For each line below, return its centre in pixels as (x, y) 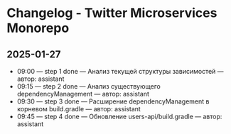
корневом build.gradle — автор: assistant (79, 109)
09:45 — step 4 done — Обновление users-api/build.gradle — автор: (119, 116)
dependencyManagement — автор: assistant (83, 94)
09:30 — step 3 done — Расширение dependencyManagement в (113, 101)
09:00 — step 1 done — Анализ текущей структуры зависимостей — (120, 71)
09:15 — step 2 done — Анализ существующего (88, 86)
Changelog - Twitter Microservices (112, 13)
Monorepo (38, 28)
